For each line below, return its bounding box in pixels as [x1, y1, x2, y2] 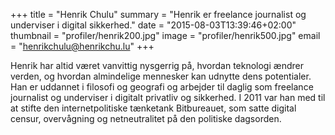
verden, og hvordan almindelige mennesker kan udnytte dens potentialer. [10, 70, 312, 82]
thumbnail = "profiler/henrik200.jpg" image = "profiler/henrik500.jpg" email [10, 30, 321, 41]
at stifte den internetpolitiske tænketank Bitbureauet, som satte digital [10, 102, 297, 114]
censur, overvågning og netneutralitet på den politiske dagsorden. [10, 113, 282, 124]
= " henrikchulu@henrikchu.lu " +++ [10, 40, 155, 52]
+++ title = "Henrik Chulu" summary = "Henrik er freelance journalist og [10, 9, 307, 20]
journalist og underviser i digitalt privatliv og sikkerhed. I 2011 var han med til [10, 92, 326, 103]
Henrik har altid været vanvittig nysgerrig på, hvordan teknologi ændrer [10, 60, 304, 71]
